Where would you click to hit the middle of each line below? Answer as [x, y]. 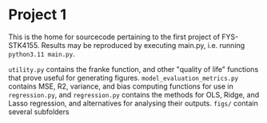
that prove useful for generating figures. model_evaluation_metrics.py [124, 77]
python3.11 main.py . [42, 54]
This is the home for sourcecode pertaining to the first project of [114, 37]
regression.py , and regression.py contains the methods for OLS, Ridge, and [134, 94]
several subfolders [39, 111]
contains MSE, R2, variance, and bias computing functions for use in [121, 86]
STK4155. [24, 45]
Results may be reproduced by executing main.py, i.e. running [143, 45]
